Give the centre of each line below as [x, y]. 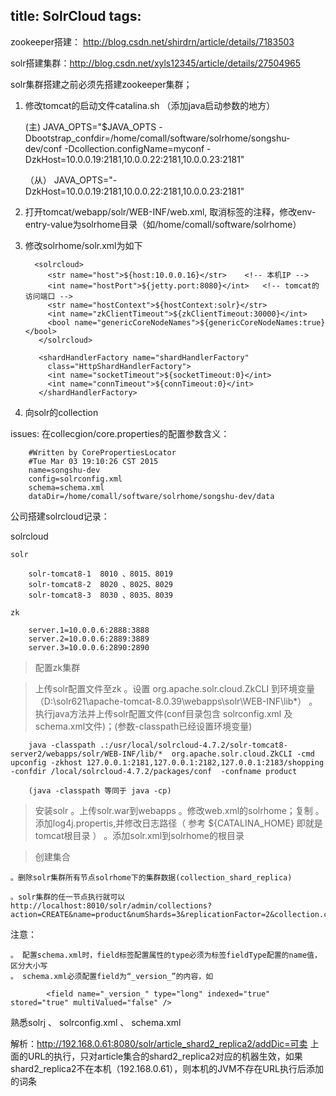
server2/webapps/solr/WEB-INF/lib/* [86, 754]
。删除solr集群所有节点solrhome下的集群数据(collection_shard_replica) [151, 877]
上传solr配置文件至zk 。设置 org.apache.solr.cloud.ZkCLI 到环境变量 [175, 688]
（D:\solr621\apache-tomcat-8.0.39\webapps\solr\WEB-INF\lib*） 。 [176, 701]
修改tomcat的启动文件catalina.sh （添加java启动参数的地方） [150, 105]
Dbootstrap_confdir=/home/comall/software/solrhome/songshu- [157, 138]
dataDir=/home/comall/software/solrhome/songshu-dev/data [151, 496]
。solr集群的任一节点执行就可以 [68, 897]
